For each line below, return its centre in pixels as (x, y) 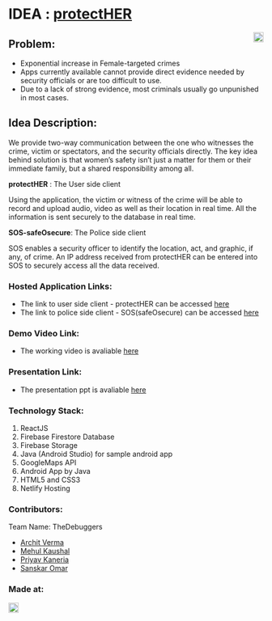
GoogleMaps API (48, 463)
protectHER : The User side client (65, 184)
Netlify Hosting (45, 488)
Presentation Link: (45, 372)
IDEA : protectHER (70, 14)
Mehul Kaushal (45, 551)
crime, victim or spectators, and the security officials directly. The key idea (133, 151)
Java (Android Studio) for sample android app (96, 454)
